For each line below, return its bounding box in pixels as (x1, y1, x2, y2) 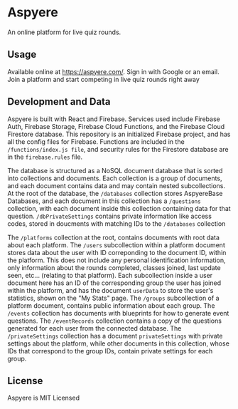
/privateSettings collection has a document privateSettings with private (7, 331, 223, 340)
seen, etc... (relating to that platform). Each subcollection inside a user (7, 271, 213, 279)
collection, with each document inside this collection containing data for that (7, 204, 231, 212)
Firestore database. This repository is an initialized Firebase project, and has (7, 130, 231, 138)
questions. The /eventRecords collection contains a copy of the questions (7, 316, 222, 325)
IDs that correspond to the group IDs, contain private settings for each (7, 346, 213, 355)
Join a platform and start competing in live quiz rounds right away (7, 75, 200, 83)
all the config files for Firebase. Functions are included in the (7, 137, 185, 146)
